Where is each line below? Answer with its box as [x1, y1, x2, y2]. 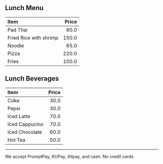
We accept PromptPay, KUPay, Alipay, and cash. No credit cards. [5, 153, 135, 159]
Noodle [7, 42, 24, 49]
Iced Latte [7, 113, 31, 119]
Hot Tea [7, 136, 26, 143]
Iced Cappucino [7, 121, 44, 128]
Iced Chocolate [7, 129, 42, 135]
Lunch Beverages [5, 75, 59, 83]
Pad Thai [7, 26, 28, 33]
